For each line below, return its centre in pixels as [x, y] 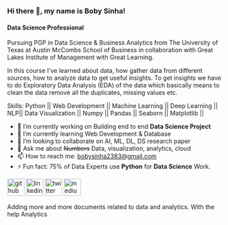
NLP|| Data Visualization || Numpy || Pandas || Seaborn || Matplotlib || [106, 114]
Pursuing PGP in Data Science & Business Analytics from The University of [113, 43]
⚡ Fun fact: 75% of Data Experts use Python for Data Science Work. [114, 167]
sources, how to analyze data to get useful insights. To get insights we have [114, 78]
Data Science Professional [46, 28]
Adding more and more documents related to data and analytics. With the [111, 207]
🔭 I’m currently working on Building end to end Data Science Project [114, 127]
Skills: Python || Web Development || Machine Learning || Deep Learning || [113, 106]
